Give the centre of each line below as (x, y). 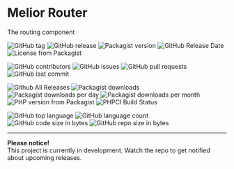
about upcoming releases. (45, 157)
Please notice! (29, 143)
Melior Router (47, 13)
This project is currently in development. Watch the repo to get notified (109, 150)
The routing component (41, 32)
